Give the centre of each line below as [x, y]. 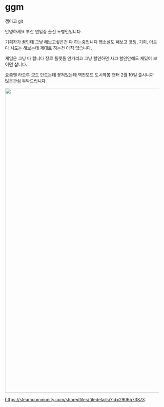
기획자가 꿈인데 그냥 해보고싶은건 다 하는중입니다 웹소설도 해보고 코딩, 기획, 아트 [81, 42]
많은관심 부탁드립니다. [26, 81]
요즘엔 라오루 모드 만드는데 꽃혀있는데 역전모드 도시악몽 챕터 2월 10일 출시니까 [80, 75]
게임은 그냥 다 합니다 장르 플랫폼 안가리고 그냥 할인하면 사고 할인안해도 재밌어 [79, 58]
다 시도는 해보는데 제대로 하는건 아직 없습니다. [49, 48]
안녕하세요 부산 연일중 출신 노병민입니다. [43, 31]
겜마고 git [14, 21]
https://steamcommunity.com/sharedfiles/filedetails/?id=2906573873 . [76, 399]
